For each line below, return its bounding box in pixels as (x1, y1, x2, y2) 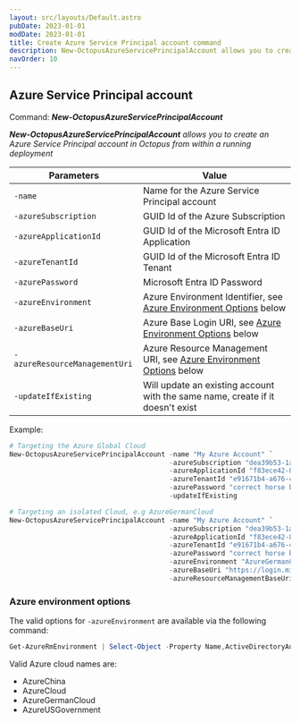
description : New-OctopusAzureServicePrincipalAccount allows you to (9, 47, 274, 55)
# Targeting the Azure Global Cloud (9, 441, 146, 450)
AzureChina (21, 675, 66, 686)
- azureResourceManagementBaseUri (169, 573, 294, 582)
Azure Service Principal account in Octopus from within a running (9, 138, 252, 149)
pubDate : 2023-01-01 (9, 21, 87, 30)
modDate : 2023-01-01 (9, 30, 87, 38)
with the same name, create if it (142, 390, 275, 403)
